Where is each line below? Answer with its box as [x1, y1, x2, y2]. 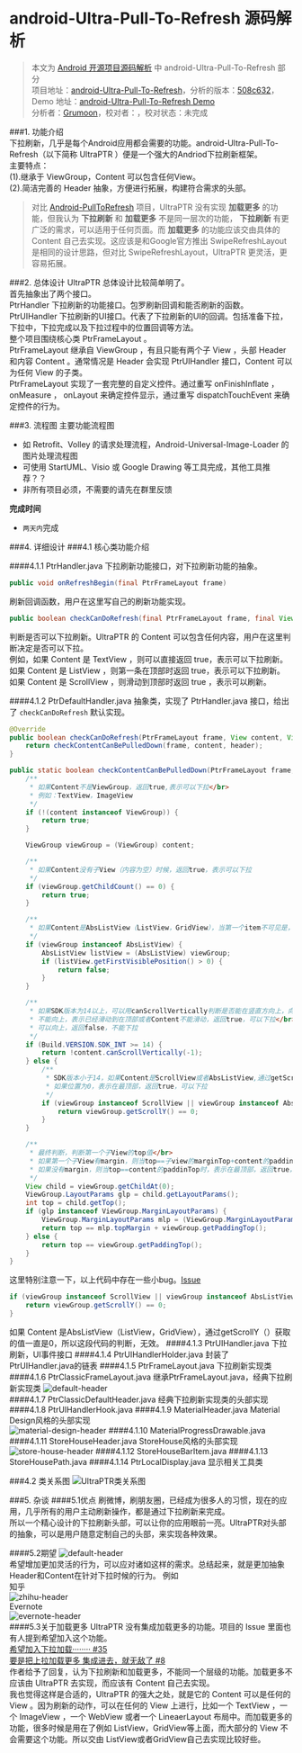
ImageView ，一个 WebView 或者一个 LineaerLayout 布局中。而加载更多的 [19, 1711, 293, 1722]
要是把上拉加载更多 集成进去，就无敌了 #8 [9, 1655, 166, 1666]
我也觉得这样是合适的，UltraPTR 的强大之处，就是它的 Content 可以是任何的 [9, 1688, 291, 1699]
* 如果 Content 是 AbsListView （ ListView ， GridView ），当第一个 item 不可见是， [29, 923, 295, 932]
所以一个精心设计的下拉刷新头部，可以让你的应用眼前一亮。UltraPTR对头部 [9, 1517, 287, 1528]
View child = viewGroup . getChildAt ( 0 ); [25, 1182, 175, 1191]
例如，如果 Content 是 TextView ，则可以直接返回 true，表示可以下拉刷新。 [9, 653, 288, 664]
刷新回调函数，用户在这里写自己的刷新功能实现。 [9, 596, 191, 607]
